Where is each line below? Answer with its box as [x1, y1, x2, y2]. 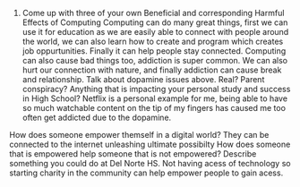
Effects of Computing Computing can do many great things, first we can [21, 17, 288, 28]
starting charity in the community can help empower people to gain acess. [9, 167, 284, 178]
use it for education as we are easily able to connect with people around [21, 27, 289, 37]
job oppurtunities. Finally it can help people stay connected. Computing [21, 46, 287, 56]
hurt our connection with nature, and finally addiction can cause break [21, 64, 282, 75]
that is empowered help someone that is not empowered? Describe [9, 149, 257, 159]
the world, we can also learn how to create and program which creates [21, 36, 284, 47]
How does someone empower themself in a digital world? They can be [9, 130, 270, 140]
